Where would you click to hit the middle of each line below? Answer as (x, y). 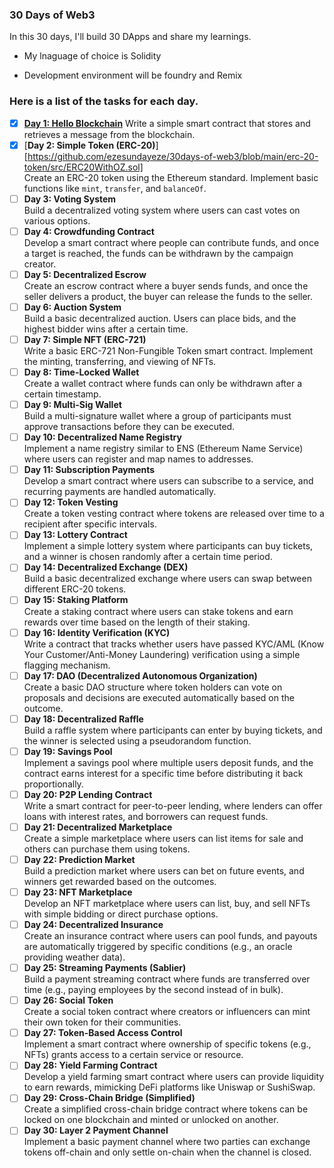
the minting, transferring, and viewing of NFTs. (120, 362)
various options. (57, 220)
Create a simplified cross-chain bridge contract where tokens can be (166, 1109)
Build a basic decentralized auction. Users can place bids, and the (160, 318)
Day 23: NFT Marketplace (78, 892)
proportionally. (53, 784)
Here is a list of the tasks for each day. (104, 101)
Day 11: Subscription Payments (89, 470)
